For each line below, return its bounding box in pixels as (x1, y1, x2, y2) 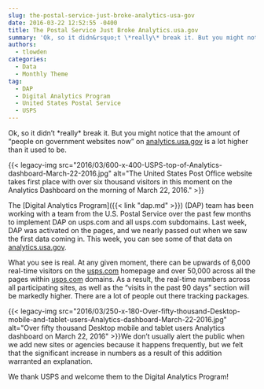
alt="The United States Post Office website (113, 169, 253, 178)
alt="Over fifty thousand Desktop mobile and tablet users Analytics (8, 324, 225, 332)
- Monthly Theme (15, 70, 68, 78)
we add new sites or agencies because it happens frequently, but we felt (8, 340, 244, 349)
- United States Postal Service (15, 99, 122, 107)
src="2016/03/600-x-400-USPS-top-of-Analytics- (58, 161, 222, 169)
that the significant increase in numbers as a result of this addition (8, 348, 222, 358)
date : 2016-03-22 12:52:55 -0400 (8, 19, 118, 27)
